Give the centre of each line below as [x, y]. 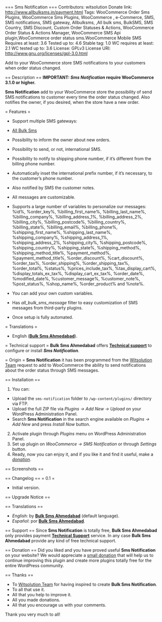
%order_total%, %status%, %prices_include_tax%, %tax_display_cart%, [84, 268]
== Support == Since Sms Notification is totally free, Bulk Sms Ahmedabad [81, 530]
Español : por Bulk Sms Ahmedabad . [49, 521]
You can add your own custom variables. [52, 293]
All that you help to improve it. [42, 595]
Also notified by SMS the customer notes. [53, 188]
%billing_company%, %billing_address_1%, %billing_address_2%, [77, 217]
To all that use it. [28, 589]
